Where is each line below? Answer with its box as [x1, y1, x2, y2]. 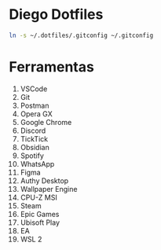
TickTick [20, 134, 49, 143]
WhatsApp [20, 159, 55, 168]
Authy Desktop [20, 175, 69, 186]
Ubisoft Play [20, 218, 60, 227]
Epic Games [20, 209, 60, 219]
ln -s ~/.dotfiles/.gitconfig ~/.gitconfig [9, 31, 154, 39]
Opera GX [20, 108, 53, 119]
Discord [20, 126, 46, 135]
